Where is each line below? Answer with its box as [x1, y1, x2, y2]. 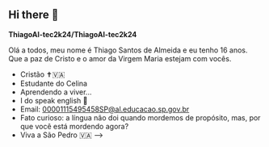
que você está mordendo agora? [19, 121, 129, 131]
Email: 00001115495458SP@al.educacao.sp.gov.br [19, 104, 190, 114]
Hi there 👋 [8, 8, 59, 22]
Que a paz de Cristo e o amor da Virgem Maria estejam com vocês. [8, 53, 232, 63]
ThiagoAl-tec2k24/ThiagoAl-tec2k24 [8, 29, 137, 39]
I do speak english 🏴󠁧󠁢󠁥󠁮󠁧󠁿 [19, 95, 88, 105]
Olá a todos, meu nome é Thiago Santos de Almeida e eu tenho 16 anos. [8, 45, 248, 55]
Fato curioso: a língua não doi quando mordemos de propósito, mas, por [19, 112, 261, 122]
